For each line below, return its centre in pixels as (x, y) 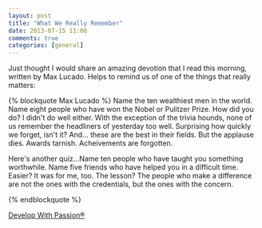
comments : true (34, 38)
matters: (22, 86)
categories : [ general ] (46, 46)
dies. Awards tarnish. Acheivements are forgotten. (91, 143)
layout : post (30, 16)
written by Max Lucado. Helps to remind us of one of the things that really (130, 77)
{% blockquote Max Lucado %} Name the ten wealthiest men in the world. (131, 101)
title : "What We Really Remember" (66, 23)
